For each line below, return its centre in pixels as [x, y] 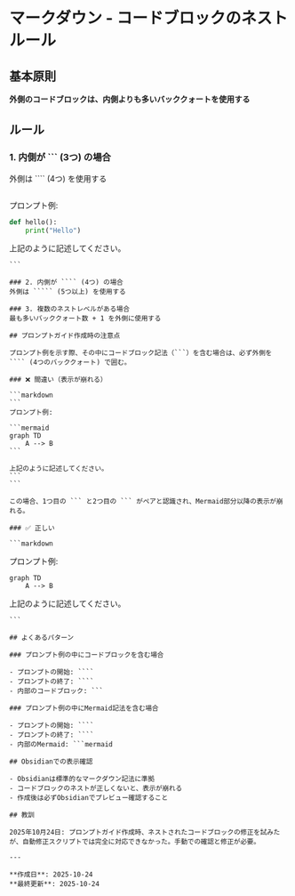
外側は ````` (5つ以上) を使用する [68, 292]
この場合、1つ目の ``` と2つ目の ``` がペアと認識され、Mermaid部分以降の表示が [143, 502]
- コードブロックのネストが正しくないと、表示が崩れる [96, 788]
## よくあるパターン [42, 638]
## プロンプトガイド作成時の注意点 [65, 336]
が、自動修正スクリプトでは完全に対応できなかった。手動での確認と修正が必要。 [135, 842]
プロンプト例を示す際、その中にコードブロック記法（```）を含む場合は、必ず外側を [141, 353]
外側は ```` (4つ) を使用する [58, 178]
